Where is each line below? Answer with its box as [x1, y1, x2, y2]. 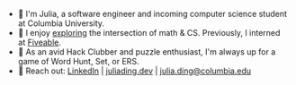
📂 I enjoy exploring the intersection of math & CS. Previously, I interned [17, 28, 281, 38]
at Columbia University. [17, 18, 105, 29]
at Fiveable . [17, 37, 61, 47]
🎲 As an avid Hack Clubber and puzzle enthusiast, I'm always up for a [17, 47, 276, 57]
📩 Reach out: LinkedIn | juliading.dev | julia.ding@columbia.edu [17, 65, 252, 76]
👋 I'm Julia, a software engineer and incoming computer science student [17, 9, 288, 19]
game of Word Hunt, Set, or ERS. [17, 56, 139, 66]
